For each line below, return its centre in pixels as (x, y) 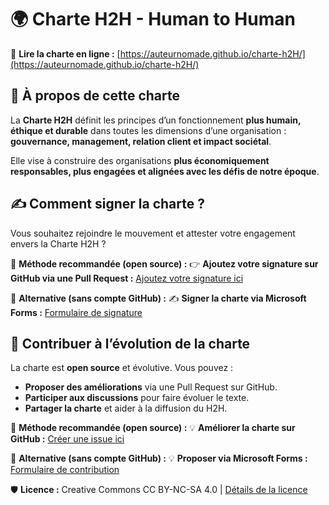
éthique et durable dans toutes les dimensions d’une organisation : (148, 130)
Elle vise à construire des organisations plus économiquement (140, 160)
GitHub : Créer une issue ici (67, 439)
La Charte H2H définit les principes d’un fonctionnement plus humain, (156, 120)
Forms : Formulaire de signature (76, 312)
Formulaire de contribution (65, 470)
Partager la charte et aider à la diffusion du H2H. (126, 408)
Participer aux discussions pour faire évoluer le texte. (137, 398)
